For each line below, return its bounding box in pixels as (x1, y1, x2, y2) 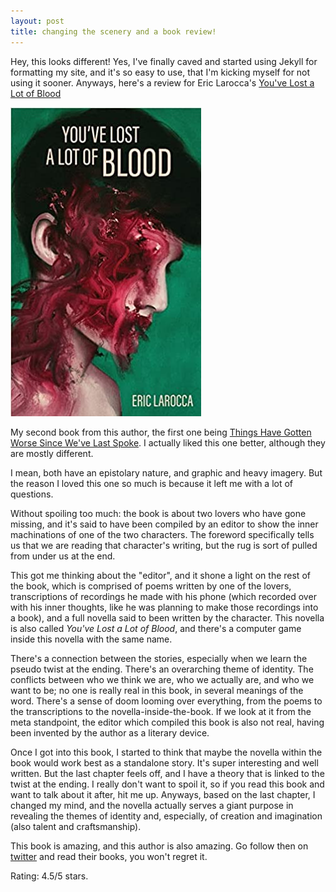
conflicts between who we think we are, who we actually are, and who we (10, 673, 315, 685)
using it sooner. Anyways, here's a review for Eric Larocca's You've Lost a (10, 76, 315, 89)
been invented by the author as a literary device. (10, 726, 210, 739)
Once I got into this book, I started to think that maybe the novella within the (10, 746, 323, 758)
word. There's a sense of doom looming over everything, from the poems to (10, 695, 323, 707)
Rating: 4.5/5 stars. (10, 870, 89, 882)
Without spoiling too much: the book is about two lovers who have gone (10, 507, 307, 519)
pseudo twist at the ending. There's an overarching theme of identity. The (10, 663, 314, 675)
